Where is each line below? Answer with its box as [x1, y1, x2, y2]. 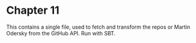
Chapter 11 [6, 4, 60, 17]
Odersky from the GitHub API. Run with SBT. [6, 29, 116, 36]
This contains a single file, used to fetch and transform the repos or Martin [6, 23, 191, 30]
